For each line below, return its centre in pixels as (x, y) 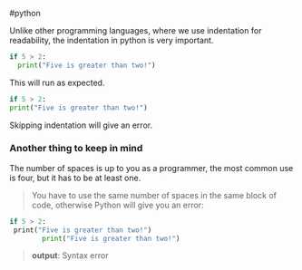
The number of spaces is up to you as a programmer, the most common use (151, 168)
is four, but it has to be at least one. (75, 178)
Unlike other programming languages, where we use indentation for (136, 30)
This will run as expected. (57, 82)
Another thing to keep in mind (76, 149)
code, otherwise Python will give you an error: (117, 205)
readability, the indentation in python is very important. (112, 40)
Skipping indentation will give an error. (81, 125)
